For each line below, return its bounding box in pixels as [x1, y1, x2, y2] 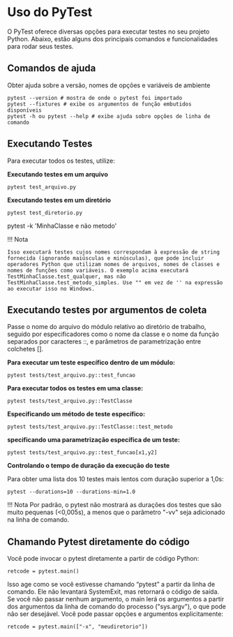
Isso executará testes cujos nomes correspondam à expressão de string [7, 249, 220, 256]
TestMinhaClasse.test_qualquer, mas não [7, 273, 127, 280]
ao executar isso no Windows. [7, 285, 96, 292]
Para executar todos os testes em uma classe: [7, 384, 144, 393]
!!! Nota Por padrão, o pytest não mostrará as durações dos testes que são [7, 501, 222, 509]
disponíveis [7, 106, 42, 114]
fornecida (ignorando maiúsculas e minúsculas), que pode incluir [7, 254, 204, 262]
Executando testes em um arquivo [7, 170, 108, 178]
